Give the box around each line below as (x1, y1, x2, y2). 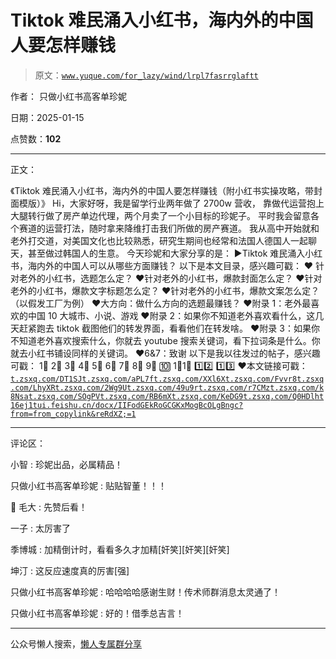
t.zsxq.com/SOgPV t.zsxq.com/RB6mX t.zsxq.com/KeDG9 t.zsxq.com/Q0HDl (28, 391, 315, 401)
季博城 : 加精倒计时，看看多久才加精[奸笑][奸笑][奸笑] (10, 543, 230, 555)
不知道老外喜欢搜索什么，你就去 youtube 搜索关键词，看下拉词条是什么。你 (10, 334, 321, 346)
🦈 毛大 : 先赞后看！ (10, 501, 88, 513)
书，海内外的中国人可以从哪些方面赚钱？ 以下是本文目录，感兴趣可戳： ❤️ (10, 259, 314, 271)
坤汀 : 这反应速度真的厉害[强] (10, 564, 130, 576)
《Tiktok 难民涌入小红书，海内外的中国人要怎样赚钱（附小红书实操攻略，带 (10, 184, 314, 196)
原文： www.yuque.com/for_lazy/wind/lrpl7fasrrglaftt (34, 69, 259, 81)
